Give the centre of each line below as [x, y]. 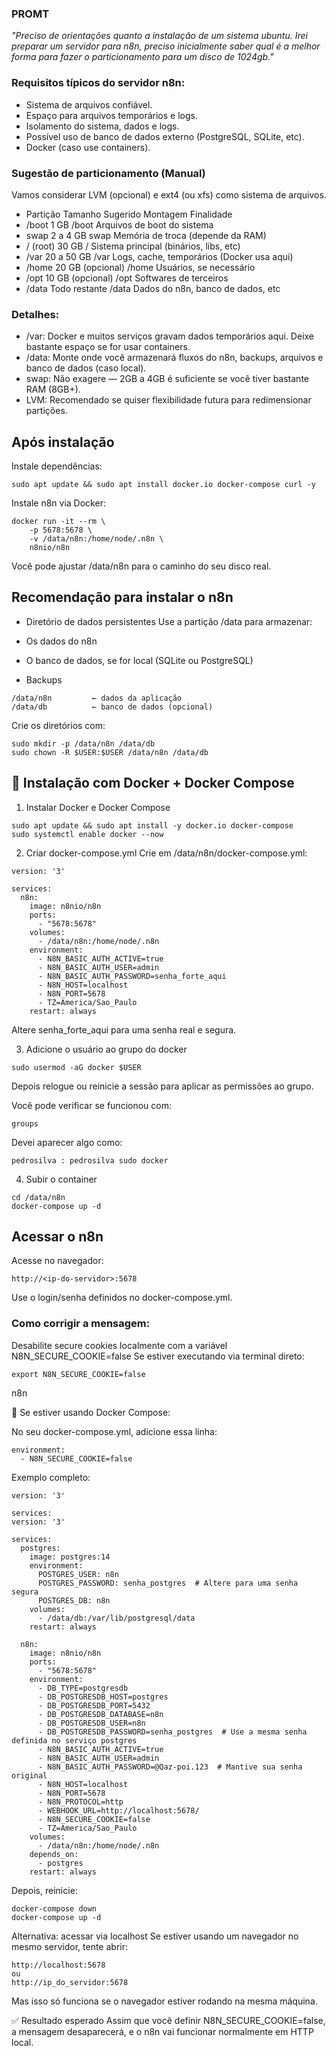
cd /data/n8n [38, 1197]
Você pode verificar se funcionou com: [91, 1105]
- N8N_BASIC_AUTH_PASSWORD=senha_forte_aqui [132, 976]
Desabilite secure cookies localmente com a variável [119, 1345]
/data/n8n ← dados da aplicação [97, 698]
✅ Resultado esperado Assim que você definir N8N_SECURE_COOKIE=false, [168, 2020]
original [29, 1775]
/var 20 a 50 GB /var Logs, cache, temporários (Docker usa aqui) [159, 256]
